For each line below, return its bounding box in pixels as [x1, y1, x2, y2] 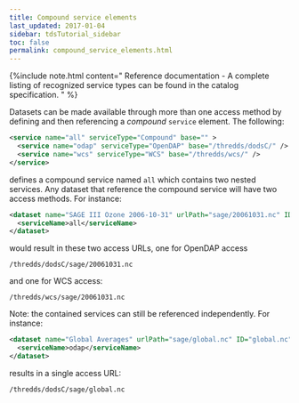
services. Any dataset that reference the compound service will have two [9, 183, 278, 194]
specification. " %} [9, 90, 78, 101]
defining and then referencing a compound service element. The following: [9, 117, 285, 127]
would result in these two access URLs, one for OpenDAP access [9, 243, 248, 254]
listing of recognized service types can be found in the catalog [9, 80, 239, 91]
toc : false [9, 37, 50, 47]
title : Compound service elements [9, 12, 138, 22]
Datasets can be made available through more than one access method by [9, 107, 282, 117]
